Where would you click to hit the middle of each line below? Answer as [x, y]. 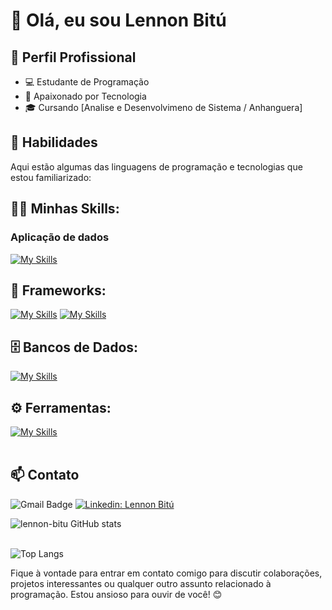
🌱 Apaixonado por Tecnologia [85, 96]
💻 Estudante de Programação [87, 82]
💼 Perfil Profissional [73, 57]
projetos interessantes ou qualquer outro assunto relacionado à [141, 583]
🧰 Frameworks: [58, 290]
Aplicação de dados [60, 237]
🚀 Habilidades [54, 142]
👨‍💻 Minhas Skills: [65, 209]
